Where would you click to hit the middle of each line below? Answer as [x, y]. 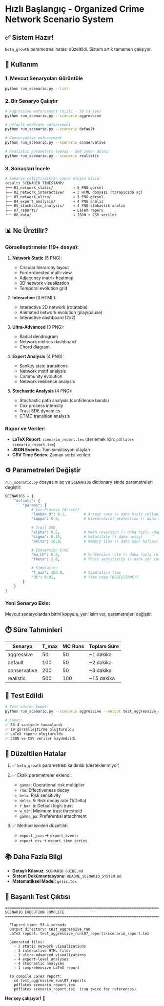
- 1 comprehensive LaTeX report [47, 968]
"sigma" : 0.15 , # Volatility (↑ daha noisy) [87, 537]
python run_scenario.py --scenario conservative [55, 143]
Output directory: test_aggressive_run [50, 929]
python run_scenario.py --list [37, 89]
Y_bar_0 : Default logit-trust [46, 806]
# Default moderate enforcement [38, 125]
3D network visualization [44, 283]
